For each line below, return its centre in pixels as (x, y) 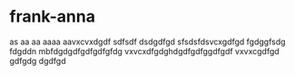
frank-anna (52, 17)
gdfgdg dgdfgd (38, 61)
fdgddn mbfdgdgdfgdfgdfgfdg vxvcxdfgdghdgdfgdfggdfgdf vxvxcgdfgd (144, 51)
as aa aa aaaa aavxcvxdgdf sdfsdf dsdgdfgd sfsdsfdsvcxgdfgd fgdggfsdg (147, 42)
